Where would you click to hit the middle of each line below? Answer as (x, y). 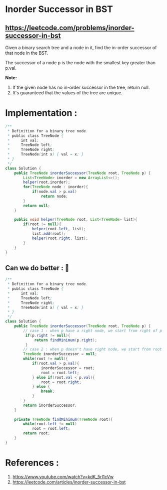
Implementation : (41, 113)
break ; (48, 391)
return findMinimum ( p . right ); (66, 340)
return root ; (37, 433)
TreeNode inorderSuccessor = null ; (60, 354)
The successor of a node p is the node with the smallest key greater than (80, 63)
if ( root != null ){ (42, 224)
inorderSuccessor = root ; (68, 368)
